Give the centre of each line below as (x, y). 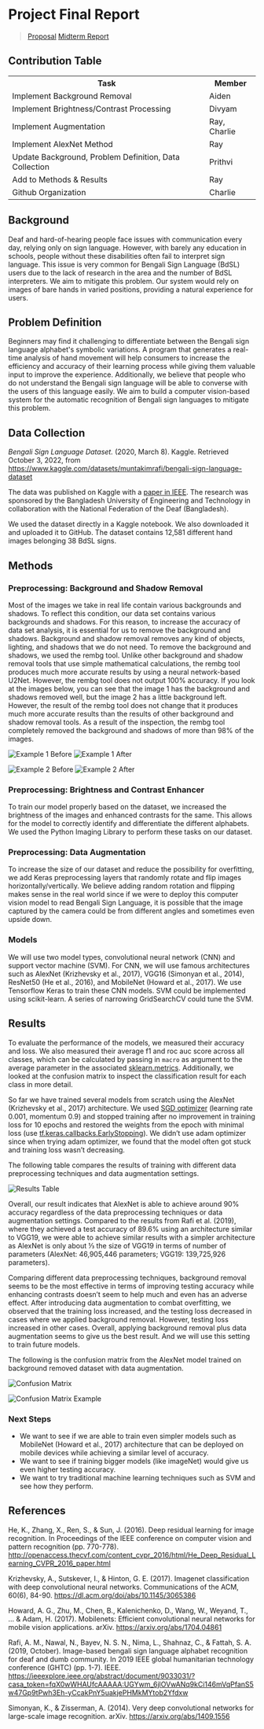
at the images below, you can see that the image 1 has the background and (129, 688)
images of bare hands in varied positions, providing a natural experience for (131, 289)
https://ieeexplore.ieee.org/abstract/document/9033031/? (102, 1676)
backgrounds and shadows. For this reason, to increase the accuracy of (125, 621)
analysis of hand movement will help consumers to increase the (127, 358)
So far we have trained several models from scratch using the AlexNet (121, 1100)
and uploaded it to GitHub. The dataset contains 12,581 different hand (121, 533)
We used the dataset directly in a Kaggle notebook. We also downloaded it (128, 524)
